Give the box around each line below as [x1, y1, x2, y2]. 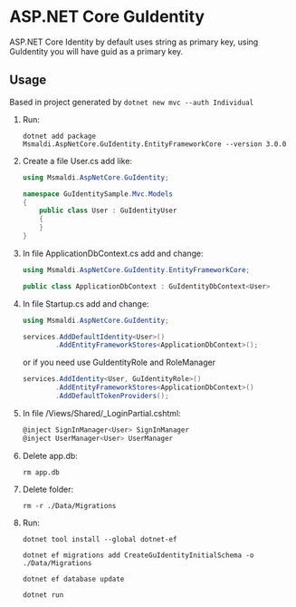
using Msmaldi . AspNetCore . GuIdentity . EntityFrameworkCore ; [22, 265, 251, 274]
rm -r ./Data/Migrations [22, 501, 117, 510]
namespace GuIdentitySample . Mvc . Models [22, 189, 174, 199]
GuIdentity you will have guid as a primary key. [9, 45, 184, 56]
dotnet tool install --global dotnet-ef [22, 534, 177, 543]
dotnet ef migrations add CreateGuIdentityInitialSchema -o [22, 551, 254, 560]
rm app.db [22, 467, 61, 477]
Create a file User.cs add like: [22, 155, 133, 166]
